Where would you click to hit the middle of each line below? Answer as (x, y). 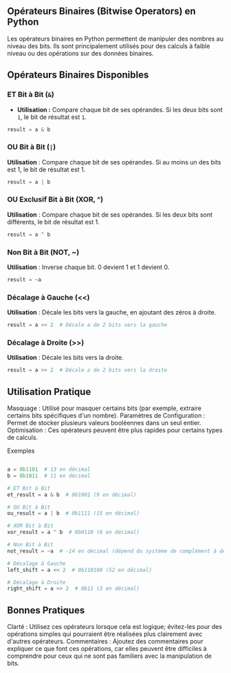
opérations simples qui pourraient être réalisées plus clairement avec (105, 634)
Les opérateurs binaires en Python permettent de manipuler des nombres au (115, 39)
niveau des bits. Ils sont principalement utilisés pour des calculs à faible (109, 46)
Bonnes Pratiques (46, 610)
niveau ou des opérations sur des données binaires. (80, 53)
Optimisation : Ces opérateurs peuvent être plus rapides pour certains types (115, 430)
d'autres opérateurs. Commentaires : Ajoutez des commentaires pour (105, 641)
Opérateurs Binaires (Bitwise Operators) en (101, 11)
